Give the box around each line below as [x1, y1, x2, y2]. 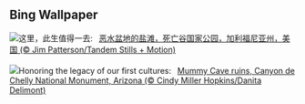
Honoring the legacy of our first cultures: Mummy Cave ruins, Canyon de [18, 65, 296, 76]
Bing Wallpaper [9, 7, 98, 23]
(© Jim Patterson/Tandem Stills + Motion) [19, 44, 176, 55]
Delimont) [9, 84, 46, 95]
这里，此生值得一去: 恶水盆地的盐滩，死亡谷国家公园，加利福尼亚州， [18, 32, 282, 44]
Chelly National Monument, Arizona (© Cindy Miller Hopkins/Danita [9, 75, 262, 86]
